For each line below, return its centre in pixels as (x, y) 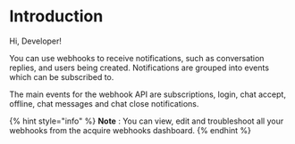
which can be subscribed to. (62, 76)
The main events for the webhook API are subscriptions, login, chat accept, (147, 94)
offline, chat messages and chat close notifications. (104, 103)
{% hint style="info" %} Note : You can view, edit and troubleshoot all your (147, 121)
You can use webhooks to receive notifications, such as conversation (137, 58)
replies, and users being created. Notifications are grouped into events (139, 68)
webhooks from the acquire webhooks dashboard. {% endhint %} (131, 130)
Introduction (56, 16)
